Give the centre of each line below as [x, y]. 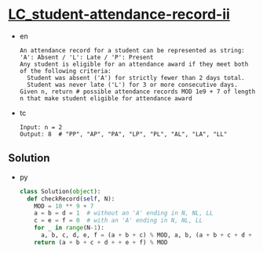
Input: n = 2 [41, 127]
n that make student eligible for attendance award [106, 98]
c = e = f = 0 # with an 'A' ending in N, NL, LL [119, 221]
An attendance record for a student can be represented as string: [132, 50]
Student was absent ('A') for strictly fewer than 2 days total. [136, 78]
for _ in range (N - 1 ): [69, 228]
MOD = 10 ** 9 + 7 [64, 206]
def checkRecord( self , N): [71, 199]
